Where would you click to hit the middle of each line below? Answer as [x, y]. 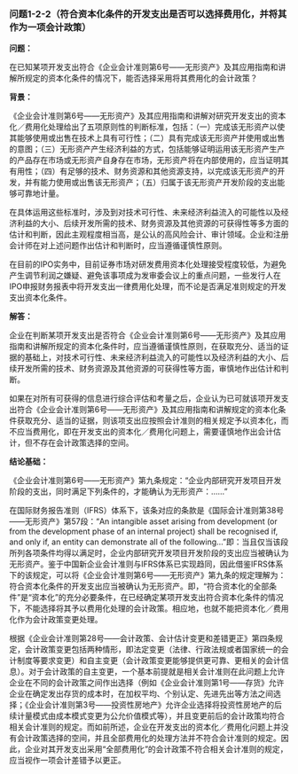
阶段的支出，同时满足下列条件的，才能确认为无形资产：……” [118, 492]
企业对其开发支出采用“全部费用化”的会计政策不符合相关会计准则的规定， [156, 749]
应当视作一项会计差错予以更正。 [67, 761]
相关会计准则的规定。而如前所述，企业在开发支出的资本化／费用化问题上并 [145, 727]
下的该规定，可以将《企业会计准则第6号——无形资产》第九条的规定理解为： [148, 575]
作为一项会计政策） [50, 27]
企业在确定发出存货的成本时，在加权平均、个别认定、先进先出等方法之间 [141, 694]
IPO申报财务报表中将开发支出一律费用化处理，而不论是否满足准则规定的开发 [148, 286]
